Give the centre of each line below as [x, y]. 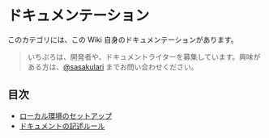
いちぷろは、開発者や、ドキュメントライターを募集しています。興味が [144, 56]
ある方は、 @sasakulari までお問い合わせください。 [113, 67]
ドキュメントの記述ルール [62, 126]
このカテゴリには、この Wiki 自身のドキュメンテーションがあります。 [123, 40]
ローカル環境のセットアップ [66, 115]
